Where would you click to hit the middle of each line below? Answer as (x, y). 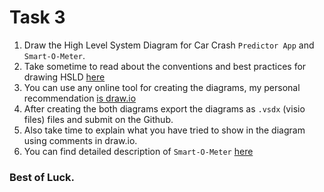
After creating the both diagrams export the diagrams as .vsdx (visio (164, 108)
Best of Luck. (42, 177)
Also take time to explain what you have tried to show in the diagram (164, 130)
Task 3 (37, 17)
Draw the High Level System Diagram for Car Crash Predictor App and (169, 45)
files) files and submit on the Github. (98, 119)
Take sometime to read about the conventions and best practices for (165, 66)
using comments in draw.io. (80, 140)
